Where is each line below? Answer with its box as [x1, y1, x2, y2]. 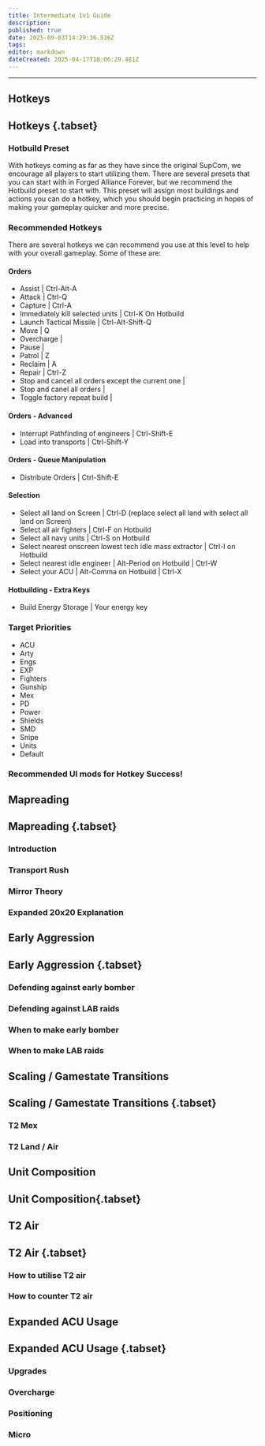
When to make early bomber [8, 1024, 120, 1035]
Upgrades [8, 1366, 47, 1377]
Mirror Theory [8, 886, 63, 897]
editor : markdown [8, 48, 65, 56]
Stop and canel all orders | [19, 384, 106, 394]
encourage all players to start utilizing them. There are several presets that [8, 169, 250, 178]
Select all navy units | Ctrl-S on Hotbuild [19, 533, 150, 543]
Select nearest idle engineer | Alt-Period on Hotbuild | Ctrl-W [19, 559, 218, 568]
